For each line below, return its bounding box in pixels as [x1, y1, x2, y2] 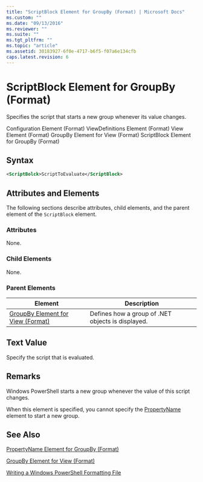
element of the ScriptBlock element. [6, 210, 97, 218]
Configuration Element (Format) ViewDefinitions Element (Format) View [6, 125, 184, 132]
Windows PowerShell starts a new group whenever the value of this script [6, 387, 190, 395]
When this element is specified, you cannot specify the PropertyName [6, 406, 181, 413]
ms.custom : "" [6, 15, 42, 21]
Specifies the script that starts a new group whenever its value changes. [6, 113, 187, 120]
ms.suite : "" [6, 32, 39, 38]
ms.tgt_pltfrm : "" [6, 37, 53, 43]
